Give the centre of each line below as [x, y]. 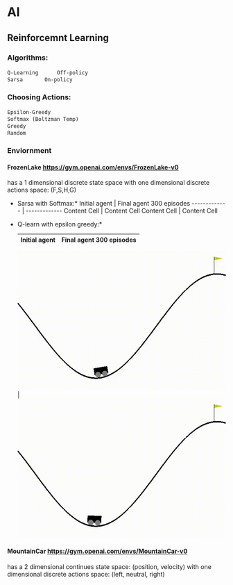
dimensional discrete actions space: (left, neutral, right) [86, 574]
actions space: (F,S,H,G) [42, 190]
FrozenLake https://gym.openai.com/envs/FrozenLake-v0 [93, 167]
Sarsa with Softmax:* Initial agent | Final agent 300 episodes [104, 204]
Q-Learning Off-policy [48, 73]
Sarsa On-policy [40, 80]
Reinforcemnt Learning [58, 38]
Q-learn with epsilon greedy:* [60, 224]
